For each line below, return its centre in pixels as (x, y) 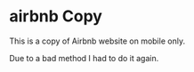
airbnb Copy (56, 16)
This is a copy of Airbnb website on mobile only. (97, 41)
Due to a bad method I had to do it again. (84, 58)
